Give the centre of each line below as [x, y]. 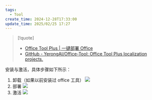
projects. [34, 59]
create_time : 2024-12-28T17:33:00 [41, 19]
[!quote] [25, 38]
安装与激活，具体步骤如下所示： [38, 69]
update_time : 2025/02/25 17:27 [38, 24]
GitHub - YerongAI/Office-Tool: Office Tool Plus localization [86, 54]
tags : [11, 10]
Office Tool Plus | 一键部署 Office [59, 48]
